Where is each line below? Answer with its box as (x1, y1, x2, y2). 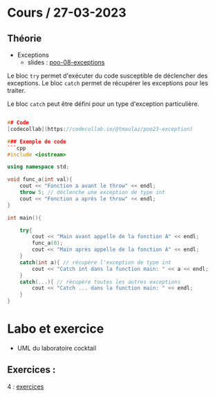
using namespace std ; (7, 164, 70, 170)
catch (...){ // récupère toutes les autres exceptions (19, 279, 181, 285)
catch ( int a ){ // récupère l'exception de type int (19, 258, 171, 266)
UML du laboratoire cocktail (17, 344, 97, 352)
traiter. (7, 87, 26, 94)
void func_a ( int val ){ (7, 176, 73, 183)
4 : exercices (7, 382, 44, 391)
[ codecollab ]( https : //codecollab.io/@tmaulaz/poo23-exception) (7, 125, 194, 132)
